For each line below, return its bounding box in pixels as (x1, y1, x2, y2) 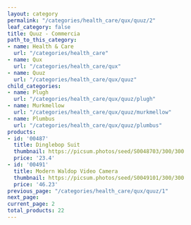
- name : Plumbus (7, 115, 55, 122)
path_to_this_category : (7, 37, 78, 44)
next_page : (7, 194, 39, 201)
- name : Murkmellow (7, 102, 65, 109)
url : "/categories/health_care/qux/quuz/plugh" (13, 96, 156, 103)
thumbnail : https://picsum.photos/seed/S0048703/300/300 (13, 148, 185, 155)
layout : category (7, 10, 58, 18)
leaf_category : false (7, 23, 71, 30)
